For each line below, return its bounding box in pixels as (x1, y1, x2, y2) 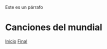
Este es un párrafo (5, 4, 43, 10)
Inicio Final (5, 38, 27, 44)
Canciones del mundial (5, 22, 102, 33)
